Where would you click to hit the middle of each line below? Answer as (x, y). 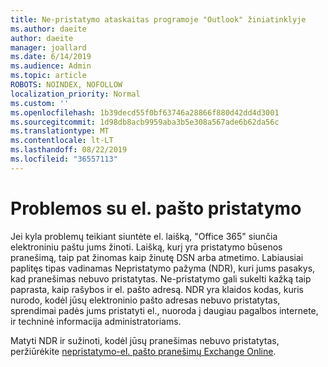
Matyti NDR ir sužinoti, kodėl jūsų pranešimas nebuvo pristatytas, (145, 340)
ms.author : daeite (48, 29)
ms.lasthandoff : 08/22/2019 (69, 150)
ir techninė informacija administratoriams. (96, 321)
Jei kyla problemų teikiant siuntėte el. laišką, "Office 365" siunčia (144, 236)
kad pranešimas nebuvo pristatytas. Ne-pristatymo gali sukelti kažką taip (161, 278)
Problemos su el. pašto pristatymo (156, 208)
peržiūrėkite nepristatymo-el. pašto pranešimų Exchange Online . (143, 351)
